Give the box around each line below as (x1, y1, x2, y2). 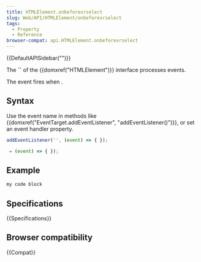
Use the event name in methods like (6, 112, 97, 120)
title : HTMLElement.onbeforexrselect (6, 9, 103, 15)
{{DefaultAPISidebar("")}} (6, 55, 71, 61)
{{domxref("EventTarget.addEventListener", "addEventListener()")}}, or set (6, 118, 195, 126)
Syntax (6, 96, 34, 106)
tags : (6, 20, 20, 26)
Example (6, 165, 40, 175)
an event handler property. (6, 125, 74, 133)
